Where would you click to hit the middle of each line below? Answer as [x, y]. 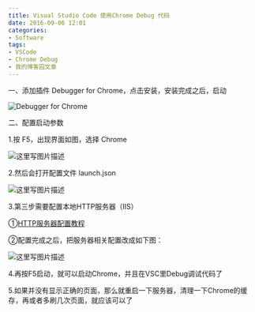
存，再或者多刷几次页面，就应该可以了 [70, 300]
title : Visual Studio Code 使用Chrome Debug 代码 [89, 15]
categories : [28, 30]
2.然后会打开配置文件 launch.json [62, 173]
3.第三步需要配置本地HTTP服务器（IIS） [73, 206]
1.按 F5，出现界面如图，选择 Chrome [68, 139]
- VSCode [22, 52]
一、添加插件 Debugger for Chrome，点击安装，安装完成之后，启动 [118, 90]
